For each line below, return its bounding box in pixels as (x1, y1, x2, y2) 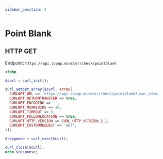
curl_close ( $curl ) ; (5, 145, 45, 150)
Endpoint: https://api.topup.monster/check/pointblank (5, 60, 117, 66)
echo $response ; (5, 149, 38, 154)
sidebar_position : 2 (5, 7, 47, 12)
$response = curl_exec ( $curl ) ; (5, 136, 68, 141)
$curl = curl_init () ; (5, 78, 49, 83)
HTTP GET (5, 47, 37, 56)
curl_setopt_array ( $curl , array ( (5, 87, 73, 92)
